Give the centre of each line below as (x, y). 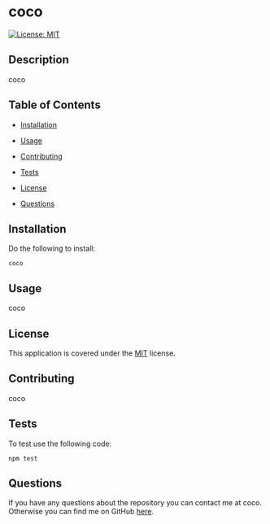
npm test (23, 458)
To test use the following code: (60, 443)
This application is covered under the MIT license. (92, 353)
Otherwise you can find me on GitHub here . (81, 512)
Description (39, 60)
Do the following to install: (52, 249)
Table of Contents (55, 105)
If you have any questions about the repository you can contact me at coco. (135, 503)
